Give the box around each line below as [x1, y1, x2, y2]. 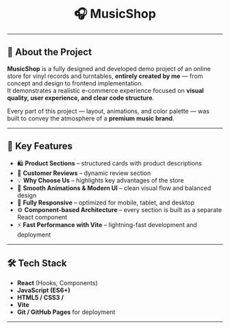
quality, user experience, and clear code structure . [7, 94, 155, 102]
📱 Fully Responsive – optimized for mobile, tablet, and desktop [16, 198, 195, 207]
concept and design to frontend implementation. [7, 79, 144, 87]
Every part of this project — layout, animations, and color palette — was [7, 107, 210, 115]
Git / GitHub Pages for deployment [16, 308, 116, 316]
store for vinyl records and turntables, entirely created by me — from [7, 72, 203, 80]
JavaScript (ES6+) [16, 286, 71, 295]
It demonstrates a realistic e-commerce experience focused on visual [7, 86, 204, 94]
